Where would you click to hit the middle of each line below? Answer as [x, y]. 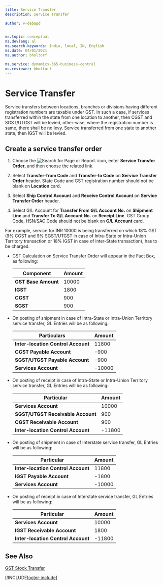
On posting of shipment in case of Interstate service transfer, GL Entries [85, 442]
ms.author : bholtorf [26, 55]
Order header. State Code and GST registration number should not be [83, 181]
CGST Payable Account [43, 352]
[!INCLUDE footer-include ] [31, 578]
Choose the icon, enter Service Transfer [84, 161]
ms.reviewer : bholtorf [28, 69]
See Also [19, 556]
